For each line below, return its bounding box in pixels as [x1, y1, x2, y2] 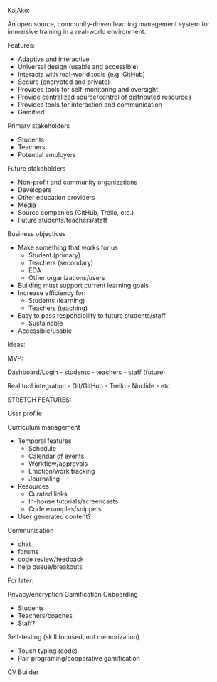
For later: [7, 576, 34, 585]
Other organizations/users [28, 274, 105, 282]
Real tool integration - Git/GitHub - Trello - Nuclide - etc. [7, 382, 172, 390]
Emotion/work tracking [28, 467, 95, 475]
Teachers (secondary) [28, 259, 94, 267]
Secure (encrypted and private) [17, 78, 110, 86]
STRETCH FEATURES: [7, 395, 72, 404]
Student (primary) [28, 251, 81, 259]
